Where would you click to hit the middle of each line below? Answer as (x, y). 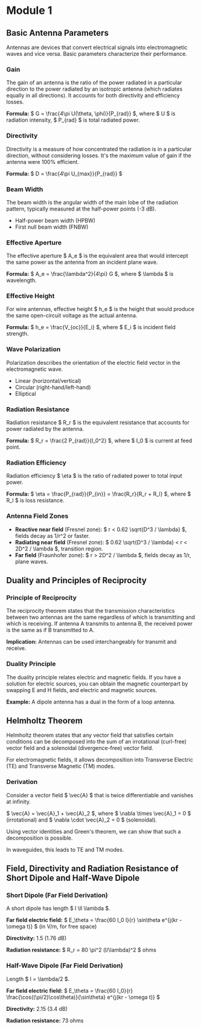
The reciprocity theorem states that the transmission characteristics (91, 611)
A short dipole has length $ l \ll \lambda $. (58, 909)
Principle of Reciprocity (42, 598)
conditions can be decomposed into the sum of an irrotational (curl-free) (97, 742)
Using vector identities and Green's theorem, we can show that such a (94, 831)
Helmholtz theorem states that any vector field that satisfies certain (90, 735)
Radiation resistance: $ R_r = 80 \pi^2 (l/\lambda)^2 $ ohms (81, 950)
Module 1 (29, 11)
